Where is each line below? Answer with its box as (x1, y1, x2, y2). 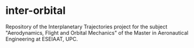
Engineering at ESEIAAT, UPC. (5, 35, 79, 42)
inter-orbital (5, 4, 66, 17)
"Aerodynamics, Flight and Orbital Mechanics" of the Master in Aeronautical (5, 29, 189, 36)
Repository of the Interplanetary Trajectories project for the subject (5, 23, 168, 30)
